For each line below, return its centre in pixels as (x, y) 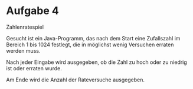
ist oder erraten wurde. (34, 68)
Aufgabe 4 (32, 11)
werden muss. (23, 50)
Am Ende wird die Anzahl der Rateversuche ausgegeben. (76, 80)
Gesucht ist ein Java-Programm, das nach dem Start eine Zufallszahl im (93, 38)
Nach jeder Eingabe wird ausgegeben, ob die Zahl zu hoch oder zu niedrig (97, 62)
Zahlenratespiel (25, 27)
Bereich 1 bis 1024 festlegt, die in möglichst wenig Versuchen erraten (90, 44)
